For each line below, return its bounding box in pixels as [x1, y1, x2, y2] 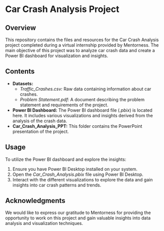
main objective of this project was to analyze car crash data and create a [5, 48, 155, 53]
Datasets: [12, 80, 33, 86]
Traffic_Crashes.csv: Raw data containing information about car [19, 86, 151, 92]
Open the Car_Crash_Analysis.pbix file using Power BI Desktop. [12, 171, 143, 177]
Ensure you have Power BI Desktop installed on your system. [12, 166, 137, 172]
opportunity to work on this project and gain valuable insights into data [5, 215, 151, 221]
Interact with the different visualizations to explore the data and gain [12, 176, 153, 182]
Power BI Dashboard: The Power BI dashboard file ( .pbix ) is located [12, 107, 152, 113]
